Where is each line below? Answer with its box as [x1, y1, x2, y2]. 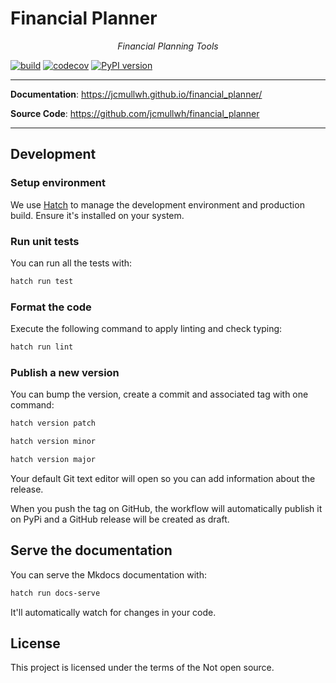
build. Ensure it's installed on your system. [10, 209, 185, 221]
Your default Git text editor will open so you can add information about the [10, 472, 316, 484]
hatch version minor [10, 437, 97, 447]
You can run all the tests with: [10, 257, 133, 269]
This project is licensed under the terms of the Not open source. [10, 662, 275, 674]
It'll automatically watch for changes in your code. [10, 606, 217, 618]
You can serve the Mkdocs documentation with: [10, 568, 208, 581]
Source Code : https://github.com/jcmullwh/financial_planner [10, 107, 260, 119]
